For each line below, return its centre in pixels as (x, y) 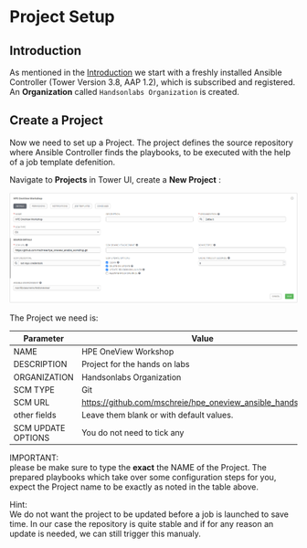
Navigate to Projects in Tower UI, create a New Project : (115, 179)
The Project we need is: (54, 318)
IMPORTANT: (34, 458)
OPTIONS (32, 437)
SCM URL (32, 403)
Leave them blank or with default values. (158, 415)
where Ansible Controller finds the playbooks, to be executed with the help (150, 152)
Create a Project (56, 121)
